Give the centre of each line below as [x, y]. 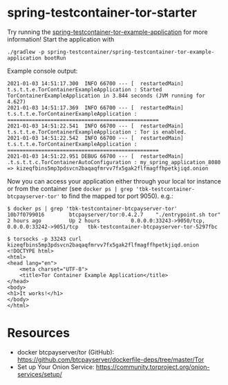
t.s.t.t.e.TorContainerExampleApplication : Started [85, 89]
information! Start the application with [61, 39]
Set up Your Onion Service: [56, 367]
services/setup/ [39, 374]
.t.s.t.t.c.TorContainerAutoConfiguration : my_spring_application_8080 [114, 162]
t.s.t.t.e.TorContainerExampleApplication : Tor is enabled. [97, 132]
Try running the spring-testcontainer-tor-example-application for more [108, 32]
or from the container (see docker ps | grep [70, 188]
